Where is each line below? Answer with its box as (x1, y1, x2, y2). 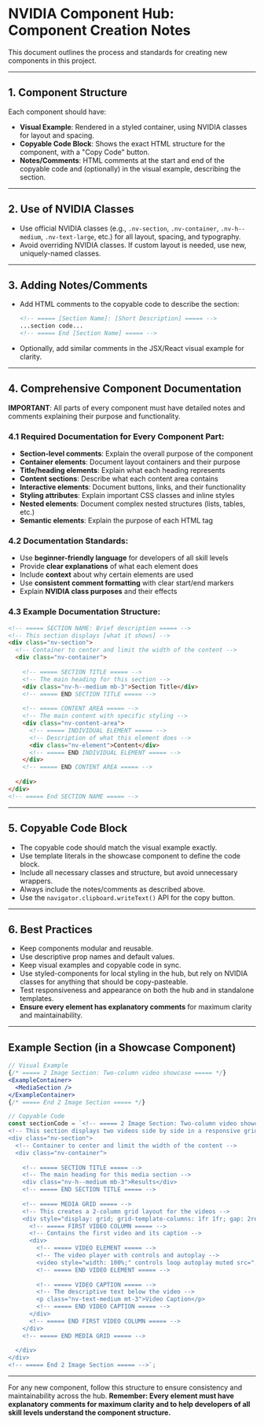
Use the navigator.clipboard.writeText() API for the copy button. (19, 892, 236, 902)
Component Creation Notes (8, 21, 191, 39)
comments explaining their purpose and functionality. (8, 411, 181, 421)
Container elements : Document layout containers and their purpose (19, 457, 241, 467)
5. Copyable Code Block (8, 821, 128, 835)
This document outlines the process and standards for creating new (8, 47, 228, 57)
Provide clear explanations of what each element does (19, 562, 199, 571)
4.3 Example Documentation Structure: (8, 607, 161, 618)
